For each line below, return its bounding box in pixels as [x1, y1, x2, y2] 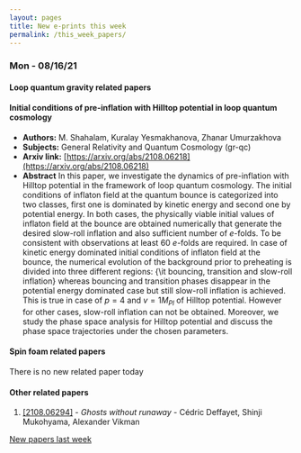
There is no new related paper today [9, 367, 144, 377]
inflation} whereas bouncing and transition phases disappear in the [22, 276, 271, 286]
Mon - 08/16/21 [9, 59, 78, 72]
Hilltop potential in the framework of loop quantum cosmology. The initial [22, 180, 292, 191]
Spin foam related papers [9, 346, 106, 357]
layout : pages [9, 13, 63, 23]
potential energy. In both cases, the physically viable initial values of [22, 209, 275, 220]
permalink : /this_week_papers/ [9, 30, 127, 39]
